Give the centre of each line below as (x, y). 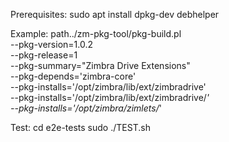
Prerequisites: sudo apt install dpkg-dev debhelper (115, 14)
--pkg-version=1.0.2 (52, 44)
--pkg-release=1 (44, 55)
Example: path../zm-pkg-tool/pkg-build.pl (96, 33)
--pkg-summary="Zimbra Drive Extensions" (100, 65)
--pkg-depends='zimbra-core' (73, 76)
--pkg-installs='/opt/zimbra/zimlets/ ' (86, 108)
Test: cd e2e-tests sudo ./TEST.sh (80, 127)
